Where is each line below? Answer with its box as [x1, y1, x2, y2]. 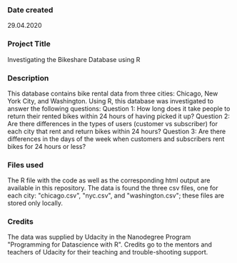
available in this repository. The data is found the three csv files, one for [7, 184, 218, 192]
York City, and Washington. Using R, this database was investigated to [7, 96, 214, 105]
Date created [7, 5, 54, 15]
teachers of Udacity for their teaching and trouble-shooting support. [7, 248, 208, 257]
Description [7, 73, 49, 83]
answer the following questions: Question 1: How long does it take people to [7, 104, 231, 113]
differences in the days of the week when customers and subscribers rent [7, 134, 225, 143]
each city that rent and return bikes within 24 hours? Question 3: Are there [7, 127, 226, 135]
